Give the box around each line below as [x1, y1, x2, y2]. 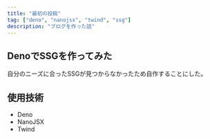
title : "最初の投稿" [7, 10, 61, 17]
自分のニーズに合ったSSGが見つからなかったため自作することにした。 [7, 69, 207, 78]
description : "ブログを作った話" [7, 23, 95, 30]
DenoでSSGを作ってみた [7, 50, 113, 62]
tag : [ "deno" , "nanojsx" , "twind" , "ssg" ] [7, 17, 131, 23]
